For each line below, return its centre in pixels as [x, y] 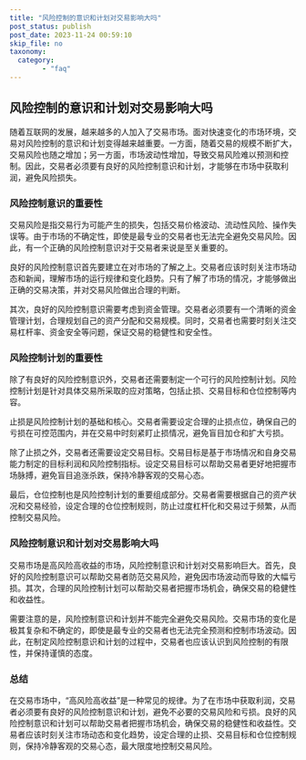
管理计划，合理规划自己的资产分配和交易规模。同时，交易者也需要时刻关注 [149, 320]
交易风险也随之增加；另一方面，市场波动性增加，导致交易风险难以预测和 [145, 154]
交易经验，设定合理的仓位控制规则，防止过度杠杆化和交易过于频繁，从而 [161, 506]
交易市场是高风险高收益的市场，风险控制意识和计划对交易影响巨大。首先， [149, 565]
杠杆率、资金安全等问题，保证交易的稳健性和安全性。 [117, 332]
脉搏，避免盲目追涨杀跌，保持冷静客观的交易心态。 [113, 475]
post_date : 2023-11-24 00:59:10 [71, 35]
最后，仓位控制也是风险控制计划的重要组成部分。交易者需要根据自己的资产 [149, 495]
